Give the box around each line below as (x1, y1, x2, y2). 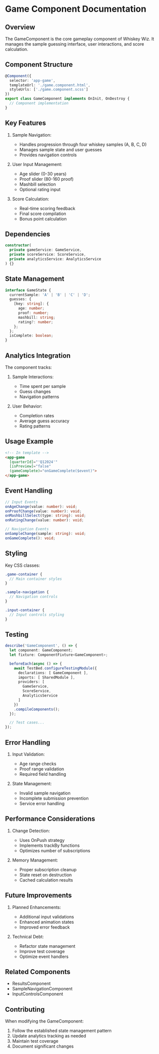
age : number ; (18, 306, 45, 311)
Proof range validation (19, 766, 64, 772)
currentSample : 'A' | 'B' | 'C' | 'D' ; (9, 292, 91, 297)
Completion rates (19, 412, 55, 418)
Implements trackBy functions (19, 842, 80, 848)
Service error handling (19, 801, 65, 806)
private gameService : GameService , (9, 247, 82, 253)
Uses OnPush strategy (19, 837, 65, 843)
